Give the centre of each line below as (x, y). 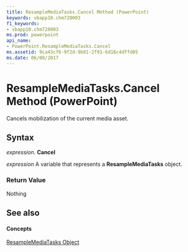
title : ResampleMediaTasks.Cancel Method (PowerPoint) (78, 12)
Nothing (17, 194)
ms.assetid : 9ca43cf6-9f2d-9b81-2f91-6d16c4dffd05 (72, 52)
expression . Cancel (31, 152)
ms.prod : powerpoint (33, 35)
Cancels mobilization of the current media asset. (67, 118)
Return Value (26, 180)
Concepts (19, 229)
